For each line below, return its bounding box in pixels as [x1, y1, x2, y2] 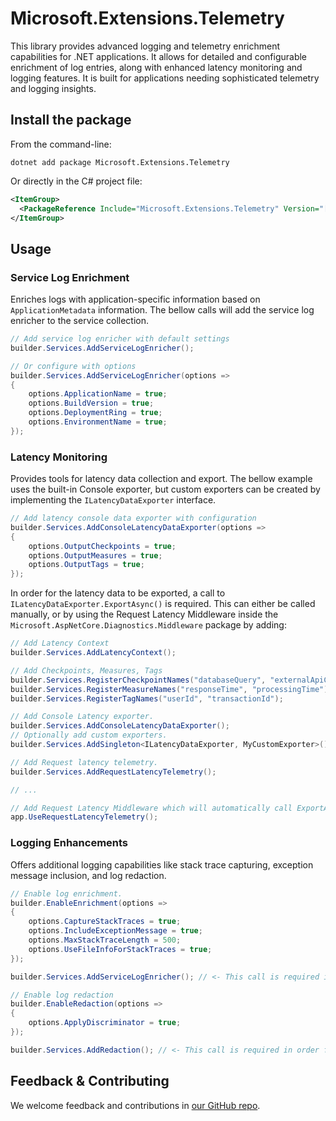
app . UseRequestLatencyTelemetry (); [10, 812, 159, 822]
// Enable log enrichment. [10, 888, 123, 899]
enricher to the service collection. [10, 315, 150, 327]
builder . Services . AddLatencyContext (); [10, 648, 177, 658]
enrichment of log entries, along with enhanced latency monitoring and [10, 61, 303, 73]
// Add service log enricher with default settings [10, 334, 230, 344]
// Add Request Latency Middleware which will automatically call [10, 803, 293, 813]
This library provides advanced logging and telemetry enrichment [10, 40, 280, 52]
